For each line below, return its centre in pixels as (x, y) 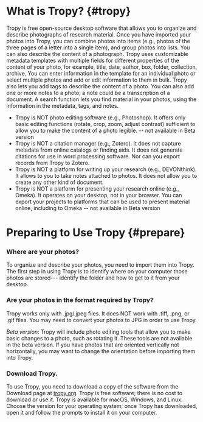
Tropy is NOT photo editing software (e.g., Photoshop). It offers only (100, 118)
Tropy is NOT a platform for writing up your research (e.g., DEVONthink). (106, 169)
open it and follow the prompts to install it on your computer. (82, 413)
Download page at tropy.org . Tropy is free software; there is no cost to (95, 393)
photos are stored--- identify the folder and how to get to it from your (93, 278)
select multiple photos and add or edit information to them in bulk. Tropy (97, 80)
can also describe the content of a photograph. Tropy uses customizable (97, 54)
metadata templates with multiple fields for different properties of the (93, 60)
